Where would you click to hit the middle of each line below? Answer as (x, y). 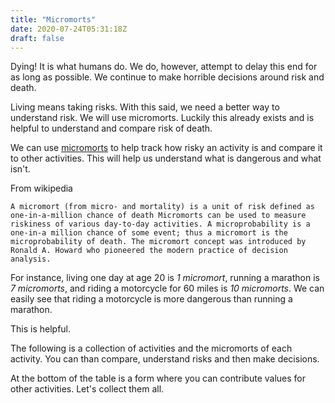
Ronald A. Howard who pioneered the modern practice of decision (149, 251)
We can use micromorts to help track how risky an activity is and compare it (166, 148)
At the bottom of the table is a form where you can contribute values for (158, 378)
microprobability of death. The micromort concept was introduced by (158, 242)
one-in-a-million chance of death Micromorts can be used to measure (158, 216)
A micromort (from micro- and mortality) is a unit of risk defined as (162, 207)
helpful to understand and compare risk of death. (111, 128)
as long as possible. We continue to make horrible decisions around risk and (167, 77)
